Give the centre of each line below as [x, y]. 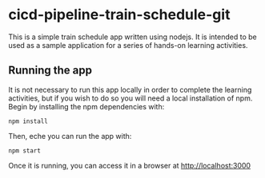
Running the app [50, 71]
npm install [28, 121]
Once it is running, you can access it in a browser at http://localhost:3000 [129, 165]
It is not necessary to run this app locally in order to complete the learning [130, 89]
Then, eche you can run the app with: [70, 136]
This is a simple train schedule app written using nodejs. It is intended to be [133, 37]
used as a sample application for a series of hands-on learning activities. [128, 45]
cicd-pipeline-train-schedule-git [119, 15]
